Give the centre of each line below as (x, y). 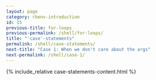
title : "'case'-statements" (40, 39)
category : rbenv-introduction (43, 17)
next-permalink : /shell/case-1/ (45, 55)
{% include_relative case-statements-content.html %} (71, 71)
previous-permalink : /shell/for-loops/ (55, 33)
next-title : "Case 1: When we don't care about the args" (78, 50)
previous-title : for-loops (39, 28)
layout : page (22, 11)
